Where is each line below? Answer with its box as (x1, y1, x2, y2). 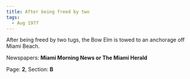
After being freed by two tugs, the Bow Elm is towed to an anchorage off (6, 37, 185, 44)
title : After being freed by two (6, 8, 90, 15)
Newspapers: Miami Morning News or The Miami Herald (6, 54, 148, 62)
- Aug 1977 (11, 20, 39, 26)
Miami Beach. (6, 42, 40, 50)
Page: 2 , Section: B (6, 66, 54, 73)
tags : (6, 14, 20, 20)
